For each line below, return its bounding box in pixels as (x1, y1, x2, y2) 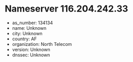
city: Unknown (12, 30, 43, 36)
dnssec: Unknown (12, 51, 50, 58)
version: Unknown (12, 46, 50, 52)
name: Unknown (12, 25, 47, 31)
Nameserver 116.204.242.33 (5, 3, 128, 15)
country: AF (12, 36, 37, 42)
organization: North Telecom (12, 41, 72, 47)
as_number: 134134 (12, 20, 53, 26)
